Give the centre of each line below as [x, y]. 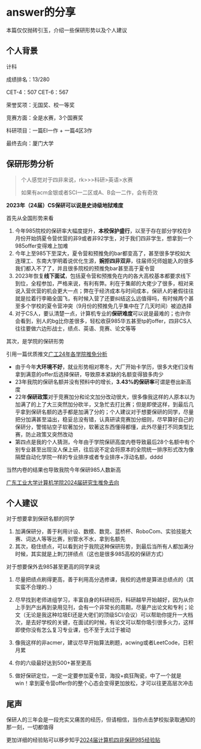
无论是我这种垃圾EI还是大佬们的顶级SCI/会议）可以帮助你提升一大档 [109, 615]
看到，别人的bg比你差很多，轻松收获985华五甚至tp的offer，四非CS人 [106, 321]
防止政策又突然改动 [49, 434]
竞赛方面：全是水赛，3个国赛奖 [45, 117]
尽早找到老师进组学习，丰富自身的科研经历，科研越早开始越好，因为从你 [104, 600]
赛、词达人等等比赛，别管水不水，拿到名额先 [70, 539]
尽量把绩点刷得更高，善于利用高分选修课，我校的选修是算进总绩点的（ [102, 579]
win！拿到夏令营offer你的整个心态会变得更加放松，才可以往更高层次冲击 [104, 683]
